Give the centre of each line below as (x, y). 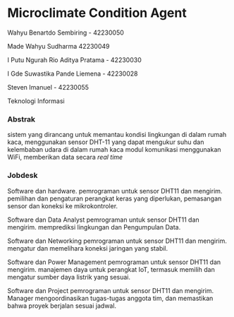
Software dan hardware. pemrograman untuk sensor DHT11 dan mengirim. (115, 191)
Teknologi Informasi (36, 101)
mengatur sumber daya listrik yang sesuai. (69, 277)
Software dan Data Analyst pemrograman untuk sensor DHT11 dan (103, 220)
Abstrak (21, 119)
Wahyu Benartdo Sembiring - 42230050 (66, 32)
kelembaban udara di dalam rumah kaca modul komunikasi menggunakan (114, 150)
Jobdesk (23, 176)
